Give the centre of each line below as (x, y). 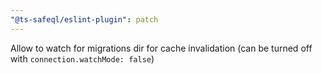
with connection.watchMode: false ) (82, 58)
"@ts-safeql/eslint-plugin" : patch (84, 19)
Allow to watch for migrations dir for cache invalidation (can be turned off (161, 48)
